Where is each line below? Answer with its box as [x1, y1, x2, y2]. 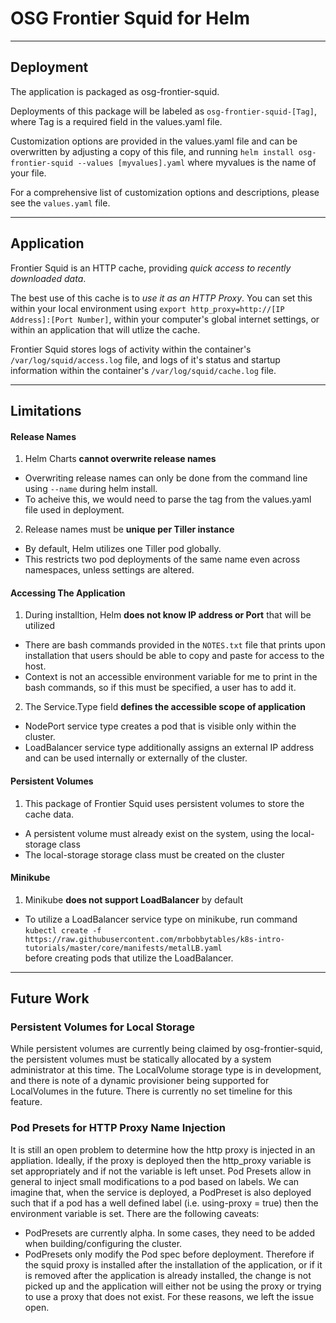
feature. [10, 1096, 43, 1108]
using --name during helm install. [24, 483, 158, 495]
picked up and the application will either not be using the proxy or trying [24, 1280, 322, 1292]
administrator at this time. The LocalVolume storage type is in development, [10, 1064, 322, 1076]
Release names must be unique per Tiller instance [24, 523, 235, 536]
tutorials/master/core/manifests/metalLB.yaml [24, 943, 223, 953]
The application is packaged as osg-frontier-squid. [10, 85, 220, 97]
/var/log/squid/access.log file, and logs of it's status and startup [10, 353, 281, 366]
